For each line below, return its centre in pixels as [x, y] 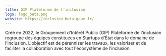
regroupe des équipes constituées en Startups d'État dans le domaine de [80, 38]
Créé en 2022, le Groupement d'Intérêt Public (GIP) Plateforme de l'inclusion [83, 33]
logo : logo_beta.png [27, 14]
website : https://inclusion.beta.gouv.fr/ [50, 19]
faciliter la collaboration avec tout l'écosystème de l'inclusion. [68, 48]
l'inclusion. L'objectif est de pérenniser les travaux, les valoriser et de [76, 43]
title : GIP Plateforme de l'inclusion [45, 10]
